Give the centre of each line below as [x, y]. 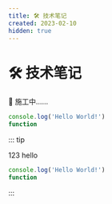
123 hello [23, 155]
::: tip [17, 140]
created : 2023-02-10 [43, 23]
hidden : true [30, 31]
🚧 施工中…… [28, 102]
